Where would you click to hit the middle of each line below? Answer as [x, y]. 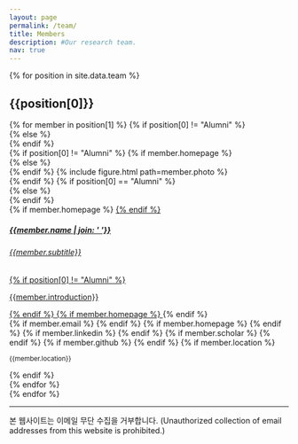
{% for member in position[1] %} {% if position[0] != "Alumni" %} [127, 124]
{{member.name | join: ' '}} [60, 230]
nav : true [27, 51]
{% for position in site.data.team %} [74, 75]
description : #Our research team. [73, 42]
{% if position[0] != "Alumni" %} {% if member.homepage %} [121, 152]
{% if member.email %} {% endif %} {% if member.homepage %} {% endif [145, 323]
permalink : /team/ [43, 26]
